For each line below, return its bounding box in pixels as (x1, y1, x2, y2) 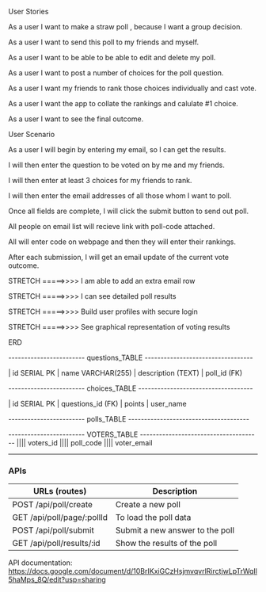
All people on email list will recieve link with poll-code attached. (8, 222, 215, 231)
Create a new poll (115, 499, 180, 510)
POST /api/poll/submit (12, 525, 95, 536)
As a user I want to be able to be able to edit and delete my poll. (8, 53, 216, 62)
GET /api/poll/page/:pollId (12, 512, 108, 523)
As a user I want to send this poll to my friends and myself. (8, 37, 199, 47)
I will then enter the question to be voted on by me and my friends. (8, 160, 226, 170)
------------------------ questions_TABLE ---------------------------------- (8, 353, 253, 362)
